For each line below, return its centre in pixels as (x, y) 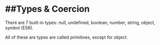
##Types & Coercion (47, 9)
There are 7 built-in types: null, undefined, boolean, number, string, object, (80, 22)
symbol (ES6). (19, 27)
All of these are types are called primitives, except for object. (67, 37)
